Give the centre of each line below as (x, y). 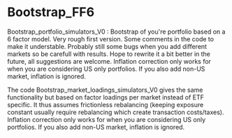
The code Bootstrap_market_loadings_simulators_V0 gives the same (105, 90)
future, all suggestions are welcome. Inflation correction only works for (109, 61)
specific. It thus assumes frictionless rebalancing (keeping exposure (106, 104)
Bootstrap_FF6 (51, 12)
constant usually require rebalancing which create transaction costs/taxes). (116, 112)
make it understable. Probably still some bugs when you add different (107, 46)
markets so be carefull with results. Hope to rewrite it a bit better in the (109, 54)
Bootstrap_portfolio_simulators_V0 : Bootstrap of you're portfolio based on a (116, 32)
